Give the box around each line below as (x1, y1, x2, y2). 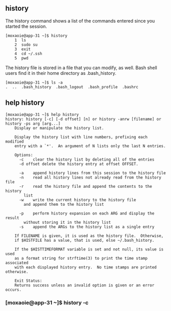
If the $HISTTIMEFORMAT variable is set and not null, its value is (14, 246, 164, 252)
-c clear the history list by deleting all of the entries (18, 157, 155, 162)
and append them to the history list (24, 202, 104, 207)
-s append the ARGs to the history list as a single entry (18, 224, 155, 229)
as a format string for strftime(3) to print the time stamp (14, 256, 147, 261)
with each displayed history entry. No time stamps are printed (14, 264, 157, 270)
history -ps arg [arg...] (5, 121, 60, 126)
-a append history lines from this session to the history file (18, 170, 166, 176)
